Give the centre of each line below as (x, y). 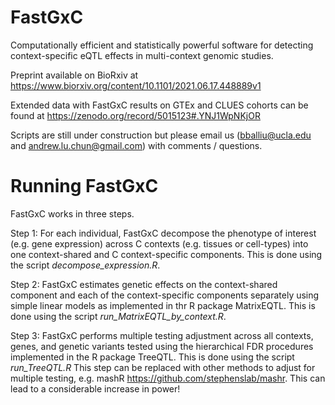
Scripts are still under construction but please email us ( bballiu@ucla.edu (161, 135)
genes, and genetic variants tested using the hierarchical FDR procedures (162, 346)
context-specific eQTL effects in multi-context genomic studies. (142, 55)
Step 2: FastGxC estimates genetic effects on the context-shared (144, 284)
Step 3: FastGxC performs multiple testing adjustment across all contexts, (162, 335)
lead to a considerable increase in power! (95, 388)
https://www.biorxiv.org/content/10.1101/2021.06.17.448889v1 (136, 85)
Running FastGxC (84, 186)
